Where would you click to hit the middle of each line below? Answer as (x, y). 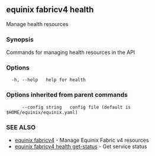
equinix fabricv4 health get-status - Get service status (81, 147)
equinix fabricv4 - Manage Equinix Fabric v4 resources (82, 140)
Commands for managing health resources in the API (71, 52)
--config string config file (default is (76, 107)
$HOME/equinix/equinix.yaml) (42, 112)
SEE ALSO (21, 127)
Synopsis (20, 39)
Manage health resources (38, 24)
